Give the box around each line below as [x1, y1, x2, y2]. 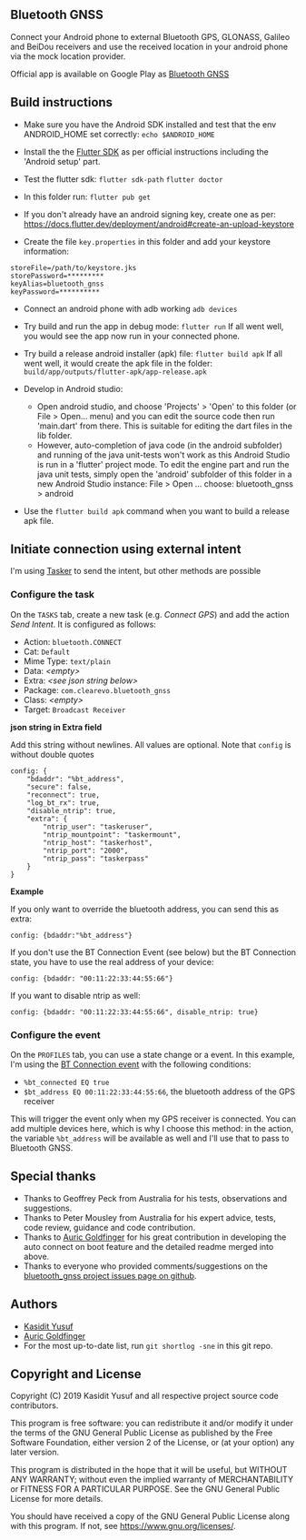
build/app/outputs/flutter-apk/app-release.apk [23, 367, 207, 377]
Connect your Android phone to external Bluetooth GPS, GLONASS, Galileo [10, 31, 291, 42]
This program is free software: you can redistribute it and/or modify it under [10, 1418, 293, 1429]
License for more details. [10, 1494, 104, 1505]
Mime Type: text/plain [23, 655, 112, 667]
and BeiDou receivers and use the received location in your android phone [10, 41, 289, 52]
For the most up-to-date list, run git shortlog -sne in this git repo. [23, 1340, 273, 1351]
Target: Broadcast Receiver [23, 704, 126, 715]
